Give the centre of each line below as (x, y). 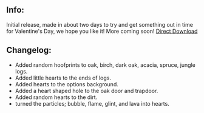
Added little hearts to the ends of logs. (63, 78)
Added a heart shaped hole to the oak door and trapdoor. (87, 91)
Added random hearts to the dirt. (56, 97)
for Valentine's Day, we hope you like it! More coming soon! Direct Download (102, 31)
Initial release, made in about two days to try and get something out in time (100, 24)
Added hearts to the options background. (66, 84)
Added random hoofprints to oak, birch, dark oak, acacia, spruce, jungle (105, 65)
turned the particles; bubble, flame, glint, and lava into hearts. (92, 103)
